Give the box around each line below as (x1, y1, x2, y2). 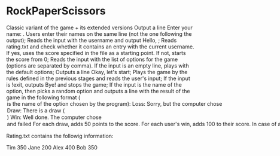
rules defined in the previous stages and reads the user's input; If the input (6, 75, 190, 82)
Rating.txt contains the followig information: (6, 132, 114, 139)
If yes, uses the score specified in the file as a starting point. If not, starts (6, 49, 187, 56)
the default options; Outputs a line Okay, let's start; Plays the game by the (6, 68, 188, 75)
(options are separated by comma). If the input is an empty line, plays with (6, 62, 190, 69)
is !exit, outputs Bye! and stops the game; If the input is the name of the (6, 81, 182, 88)
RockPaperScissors (6, 4, 106, 18)
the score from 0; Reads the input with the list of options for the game (6, 56, 178, 63)
